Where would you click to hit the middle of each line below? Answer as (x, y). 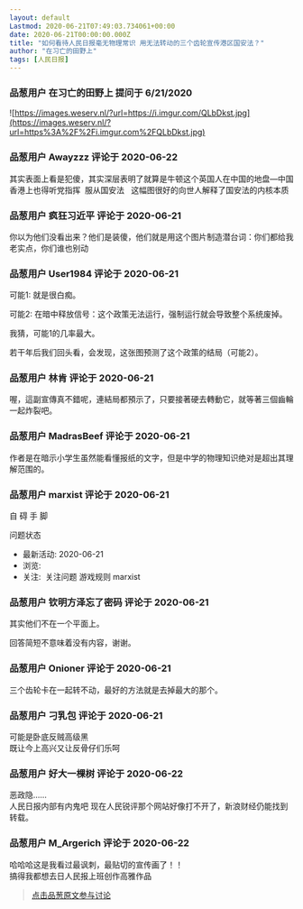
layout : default (40, 18)
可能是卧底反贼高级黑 (49, 737)
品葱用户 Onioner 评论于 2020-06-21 (90, 668)
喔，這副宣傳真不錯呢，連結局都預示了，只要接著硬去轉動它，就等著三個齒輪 (151, 399)
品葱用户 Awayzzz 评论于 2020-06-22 (94, 157)
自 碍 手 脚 (28, 516)
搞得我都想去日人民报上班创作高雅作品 (80, 876)
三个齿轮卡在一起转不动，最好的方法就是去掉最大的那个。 (116, 690)
